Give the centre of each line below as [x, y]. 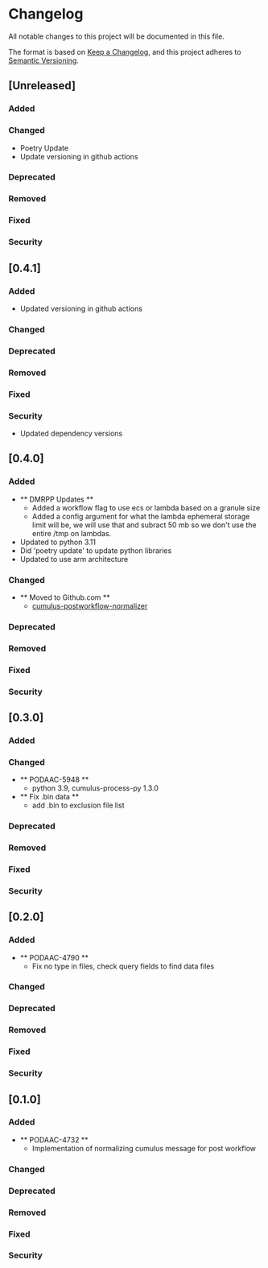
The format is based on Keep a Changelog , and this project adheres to [125, 52]
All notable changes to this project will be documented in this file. [117, 36]
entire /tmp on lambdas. [72, 533]
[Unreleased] [42, 86]
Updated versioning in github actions [81, 308]
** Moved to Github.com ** [65, 597]
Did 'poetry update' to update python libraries [96, 550]
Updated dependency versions [71, 433]
